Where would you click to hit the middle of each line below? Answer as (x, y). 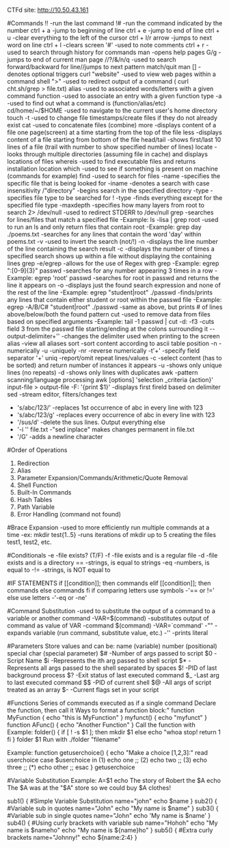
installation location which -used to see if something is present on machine (113, 169)
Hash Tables (35, 500)
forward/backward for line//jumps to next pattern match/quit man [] (102, 67)
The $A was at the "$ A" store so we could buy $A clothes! (89, 788)
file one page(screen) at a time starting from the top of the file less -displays (114, 132)
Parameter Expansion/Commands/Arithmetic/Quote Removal (102, 478)
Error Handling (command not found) (69, 514)
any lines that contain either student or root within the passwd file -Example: (114, 300)
